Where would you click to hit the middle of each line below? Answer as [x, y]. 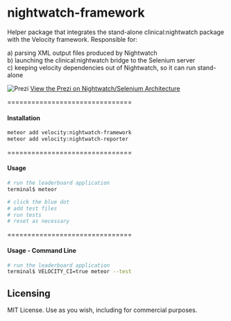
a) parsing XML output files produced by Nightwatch [82, 53]
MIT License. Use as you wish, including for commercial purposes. [102, 310]
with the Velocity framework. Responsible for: [72, 39]
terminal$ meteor [32, 189]
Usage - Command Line [42, 250]
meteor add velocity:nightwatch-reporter [68, 139]
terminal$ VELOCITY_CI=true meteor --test [69, 272]
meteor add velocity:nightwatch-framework [69, 133]
